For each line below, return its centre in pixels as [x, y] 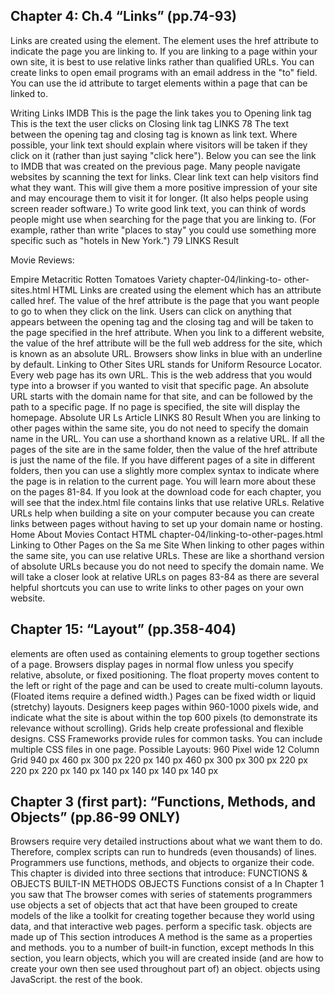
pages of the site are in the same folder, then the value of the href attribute [164, 449]
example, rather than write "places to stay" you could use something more [163, 230]
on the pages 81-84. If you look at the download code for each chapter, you [166, 491]
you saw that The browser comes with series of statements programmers [161, 895]
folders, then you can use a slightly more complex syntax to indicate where [165, 470]
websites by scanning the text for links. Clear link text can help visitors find [164, 176]
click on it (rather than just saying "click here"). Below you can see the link [163, 155]
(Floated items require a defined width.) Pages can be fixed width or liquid [163, 696]
